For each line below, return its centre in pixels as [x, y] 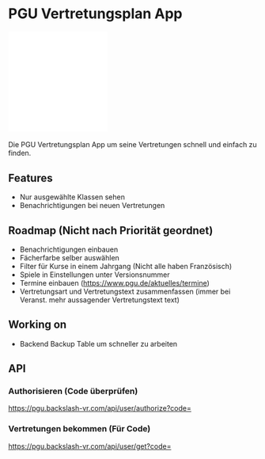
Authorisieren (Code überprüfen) [73, 391]
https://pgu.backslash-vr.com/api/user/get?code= [90, 446]
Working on [38, 325]
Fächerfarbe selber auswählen [70, 257]
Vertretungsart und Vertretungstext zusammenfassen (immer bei [125, 291]
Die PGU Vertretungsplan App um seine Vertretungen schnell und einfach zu [132, 145]
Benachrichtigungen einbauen [69, 249]
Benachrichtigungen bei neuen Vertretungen [92, 206]
